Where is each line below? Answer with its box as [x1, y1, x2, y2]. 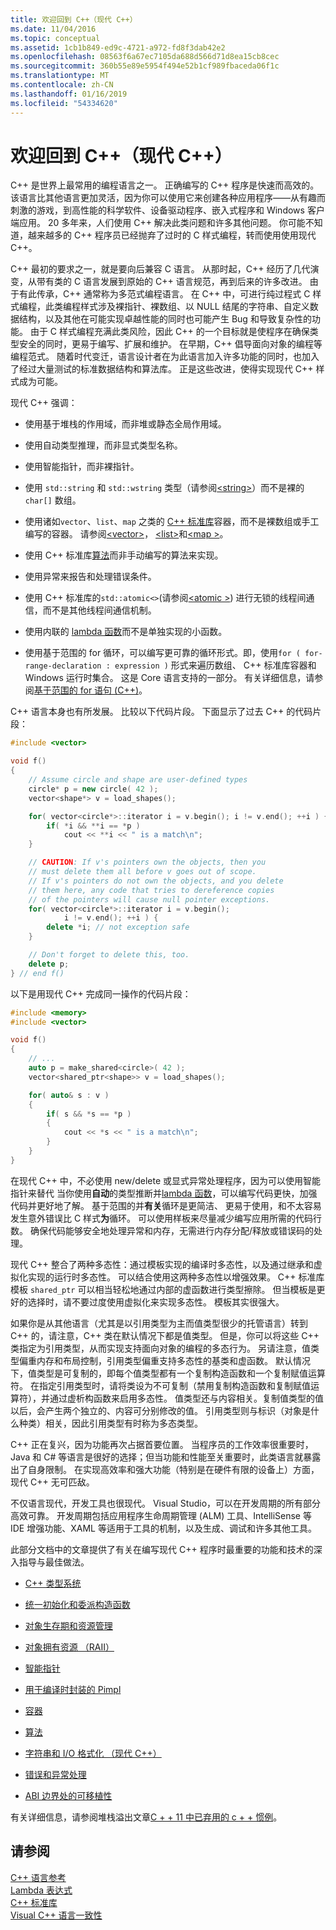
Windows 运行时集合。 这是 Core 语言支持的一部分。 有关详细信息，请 [24, 672, 315, 684]
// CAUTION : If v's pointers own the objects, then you [28, 857, 267, 868]
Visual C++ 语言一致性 [10, 1909, 103, 1921]
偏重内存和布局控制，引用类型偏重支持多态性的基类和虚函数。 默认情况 [18, 1354, 311, 1366]
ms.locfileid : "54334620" [10, 98, 118, 108]
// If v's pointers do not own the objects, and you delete [28, 876, 284, 886]
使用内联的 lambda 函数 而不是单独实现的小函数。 [24, 626, 228, 638]
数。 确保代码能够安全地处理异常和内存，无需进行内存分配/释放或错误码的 [10, 1224, 314, 1236]
